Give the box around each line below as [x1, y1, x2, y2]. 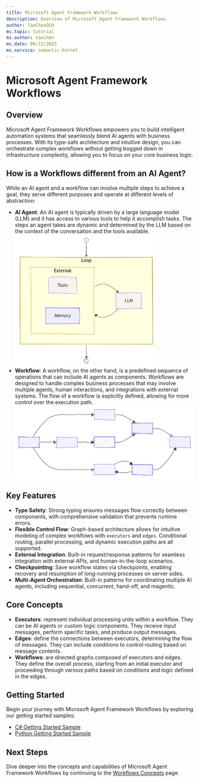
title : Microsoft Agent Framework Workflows [6, 10, 118, 15]
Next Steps [6, 747, 48, 757]
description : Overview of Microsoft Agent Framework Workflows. [6, 15, 169, 22]
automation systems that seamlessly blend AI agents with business [6, 132, 170, 139]
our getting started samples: [6, 712, 75, 719]
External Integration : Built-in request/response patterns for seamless [14, 551, 185, 558]
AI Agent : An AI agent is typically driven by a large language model [14, 209, 179, 216]
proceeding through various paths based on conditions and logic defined [14, 666, 194, 674]
